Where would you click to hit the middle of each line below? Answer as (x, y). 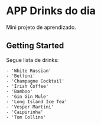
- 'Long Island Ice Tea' (37, 101)
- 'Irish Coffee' (27, 86)
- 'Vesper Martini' (30, 107)
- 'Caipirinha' (25, 112)
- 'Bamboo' (19, 91)
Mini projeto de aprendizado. (41, 27)
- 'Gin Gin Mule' (27, 96)
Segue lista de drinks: (32, 60)
